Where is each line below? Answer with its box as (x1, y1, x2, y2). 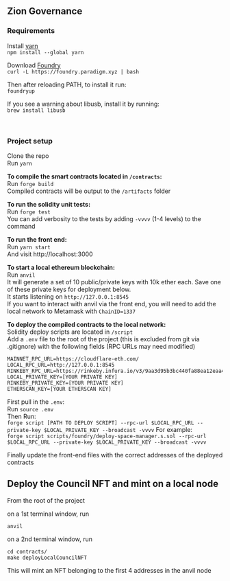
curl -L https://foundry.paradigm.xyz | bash (7, 68, 139, 75)
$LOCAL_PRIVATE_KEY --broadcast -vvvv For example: (43, 425, 193, 433)
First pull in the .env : (7, 398, 65, 406)
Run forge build (7, 179, 54, 187)
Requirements (7, 26, 55, 36)
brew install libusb (7, 106, 66, 114)
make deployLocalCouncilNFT (7, 554, 88, 561)
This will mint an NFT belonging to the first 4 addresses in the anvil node (7, 566, 212, 574)
